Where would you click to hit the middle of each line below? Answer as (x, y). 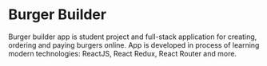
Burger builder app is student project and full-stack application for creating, (133, 37)
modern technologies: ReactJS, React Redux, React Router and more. (123, 53)
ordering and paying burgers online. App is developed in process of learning (134, 45)
